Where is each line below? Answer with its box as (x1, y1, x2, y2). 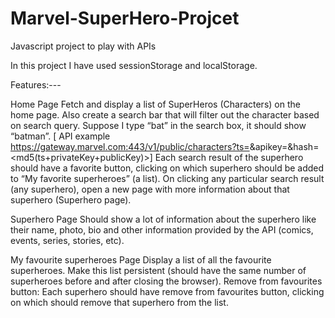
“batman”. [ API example (10, 130, 111, 142)
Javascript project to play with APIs (10, 40, 157, 52)
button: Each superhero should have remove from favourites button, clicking (10, 285, 325, 297)
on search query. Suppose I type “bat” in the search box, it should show (10, 119, 307, 131)
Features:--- (10, 78, 62, 91)
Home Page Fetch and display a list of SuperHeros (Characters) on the (10, 98, 301, 110)
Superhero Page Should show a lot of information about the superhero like (10, 213, 317, 225)
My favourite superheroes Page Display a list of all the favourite (10, 253, 272, 266)
